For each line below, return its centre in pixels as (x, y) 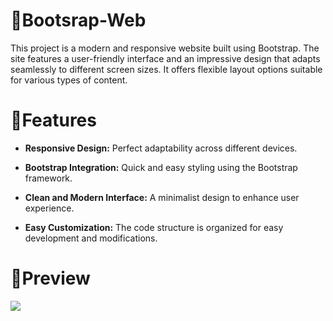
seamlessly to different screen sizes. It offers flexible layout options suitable (166, 69)
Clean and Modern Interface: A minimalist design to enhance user (162, 197)
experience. (49, 208)
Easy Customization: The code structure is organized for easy (154, 227)
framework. (48, 178)
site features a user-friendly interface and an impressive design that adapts (165, 58)
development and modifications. (91, 238)
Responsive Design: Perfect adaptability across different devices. (161, 148)
